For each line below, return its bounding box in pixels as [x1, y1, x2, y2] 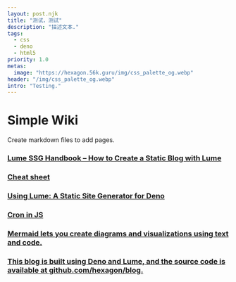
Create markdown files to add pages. [7, 136, 115, 144]
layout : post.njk [7, 10, 58, 18]
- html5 [13, 50, 37, 57]
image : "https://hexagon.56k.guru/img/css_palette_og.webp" [13, 69, 194, 76]
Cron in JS [7, 210, 44, 219]
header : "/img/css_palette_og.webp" [7, 75, 115, 83]
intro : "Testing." [7, 82, 61, 89]
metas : [7, 63, 27, 70]
